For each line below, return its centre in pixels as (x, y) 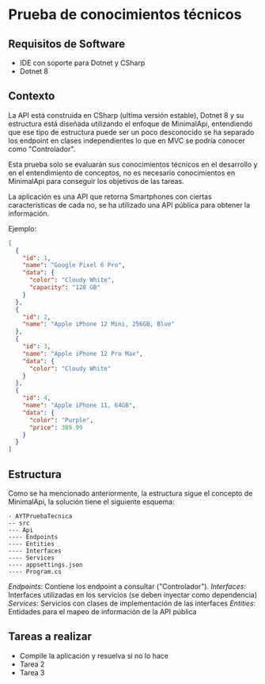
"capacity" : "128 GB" (65, 288)
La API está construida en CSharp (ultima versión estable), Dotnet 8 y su (126, 115)
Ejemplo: (23, 228)
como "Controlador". (42, 149)
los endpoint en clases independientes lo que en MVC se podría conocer (127, 140)
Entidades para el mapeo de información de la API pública (102, 611)
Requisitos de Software (67, 44)
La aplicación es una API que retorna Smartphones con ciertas (110, 197)
